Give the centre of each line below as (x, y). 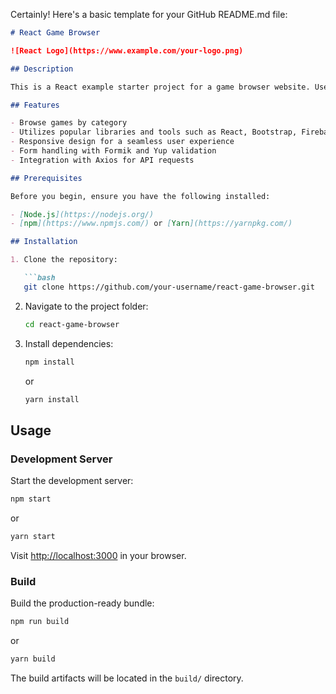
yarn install (52, 399)
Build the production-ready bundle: (82, 603)
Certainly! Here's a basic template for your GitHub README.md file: (149, 14)
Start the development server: (72, 481)
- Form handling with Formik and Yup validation (113, 151)
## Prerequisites (46, 178)
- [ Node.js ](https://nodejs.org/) (82, 214)
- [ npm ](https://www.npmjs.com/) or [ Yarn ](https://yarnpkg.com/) (151, 224)
